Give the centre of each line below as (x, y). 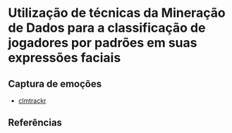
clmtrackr (32, 101)
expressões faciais (65, 58)
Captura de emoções (55, 83)
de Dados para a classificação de (107, 28)
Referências (35, 123)
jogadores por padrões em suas (103, 43)
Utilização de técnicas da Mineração (117, 13)
